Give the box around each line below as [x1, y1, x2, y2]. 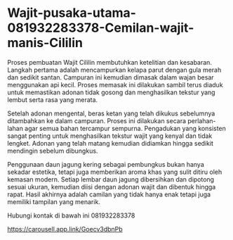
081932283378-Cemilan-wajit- [7, 20, 194, 36]
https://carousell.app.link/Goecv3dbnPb [7, 225, 123, 233]
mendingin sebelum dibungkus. [7, 146, 98, 155]
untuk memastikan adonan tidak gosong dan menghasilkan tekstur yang [7, 88, 215, 96]
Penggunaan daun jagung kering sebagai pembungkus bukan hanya [7, 160, 205, 168]
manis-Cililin [7, 35, 83, 51]
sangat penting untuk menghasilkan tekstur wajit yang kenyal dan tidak [7, 132, 213, 140]
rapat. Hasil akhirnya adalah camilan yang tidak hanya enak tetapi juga [7, 190, 211, 198]
